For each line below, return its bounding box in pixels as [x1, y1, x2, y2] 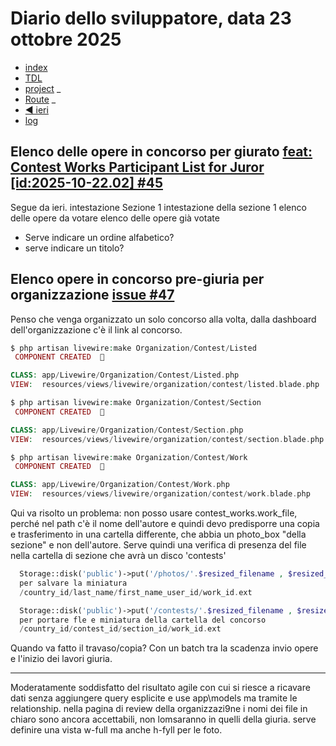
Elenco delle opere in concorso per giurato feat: [10, 143, 313, 161]
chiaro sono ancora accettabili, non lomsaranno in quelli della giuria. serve [10, 713, 317, 726]
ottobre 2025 [10, 28, 122, 51]
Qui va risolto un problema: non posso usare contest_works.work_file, [10, 507, 298, 519]
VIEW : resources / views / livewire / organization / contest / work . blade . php [10, 489, 311, 499]
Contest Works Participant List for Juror [10, 159, 265, 176]
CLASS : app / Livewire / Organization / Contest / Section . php [10, 425, 244, 435]
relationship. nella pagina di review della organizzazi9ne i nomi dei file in [10, 703, 308, 715]
